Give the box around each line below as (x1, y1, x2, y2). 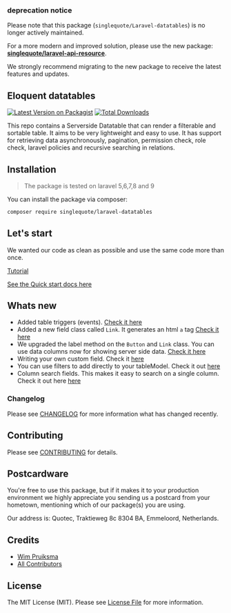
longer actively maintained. (7, 28, 84, 37)
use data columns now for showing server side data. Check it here (17, 348, 206, 356)
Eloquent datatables (7, 90, 96, 101)
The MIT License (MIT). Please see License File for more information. (7, 598, 203, 606)
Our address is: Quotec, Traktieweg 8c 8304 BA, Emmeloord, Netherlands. (7, 514, 219, 523)
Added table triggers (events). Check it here (17, 318, 143, 326)
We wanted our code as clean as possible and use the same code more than (7, 245, 225, 254)
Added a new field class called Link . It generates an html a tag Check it (17, 325, 219, 334)
